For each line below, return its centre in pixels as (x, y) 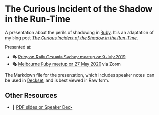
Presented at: (18, 47)
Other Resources (31, 95)
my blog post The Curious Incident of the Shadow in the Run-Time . (72, 38)
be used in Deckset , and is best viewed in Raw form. (57, 80)
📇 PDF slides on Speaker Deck (42, 107)
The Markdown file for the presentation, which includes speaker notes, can (80, 75)
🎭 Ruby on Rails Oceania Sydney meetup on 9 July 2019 (69, 57)
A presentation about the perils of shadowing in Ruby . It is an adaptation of (79, 32)
